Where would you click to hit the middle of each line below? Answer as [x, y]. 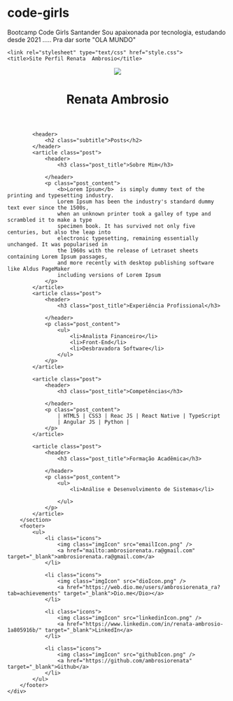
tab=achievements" [34, 594]
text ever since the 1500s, [48, 208]
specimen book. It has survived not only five [126, 226]
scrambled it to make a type [50, 220]
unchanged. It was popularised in [58, 245]
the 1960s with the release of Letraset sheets [128, 251]
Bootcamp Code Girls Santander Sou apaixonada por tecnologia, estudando [116, 32]
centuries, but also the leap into [59, 232]
